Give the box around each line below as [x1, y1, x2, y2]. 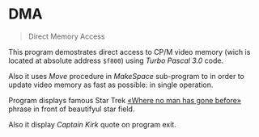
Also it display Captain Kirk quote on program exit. [8, 119, 176, 129]
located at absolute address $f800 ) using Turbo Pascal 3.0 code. [8, 56, 224, 65]
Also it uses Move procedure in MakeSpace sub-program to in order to [8, 71, 245, 81]
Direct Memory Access [28, 31, 105, 41]
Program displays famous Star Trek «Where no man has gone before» [8, 95, 241, 105]
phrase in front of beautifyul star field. [8, 104, 135, 114]
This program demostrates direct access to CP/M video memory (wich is [8, 47, 251, 56]
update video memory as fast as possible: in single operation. [8, 80, 214, 89]
